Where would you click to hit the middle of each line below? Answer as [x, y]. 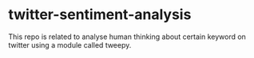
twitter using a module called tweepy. [70, 44]
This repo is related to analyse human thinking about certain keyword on [127, 37]
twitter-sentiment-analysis [100, 15]
